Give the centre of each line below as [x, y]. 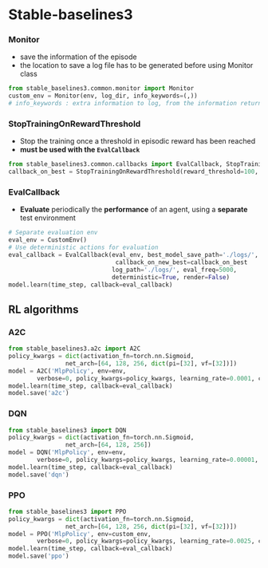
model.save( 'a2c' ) [39, 393]
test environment [47, 218]
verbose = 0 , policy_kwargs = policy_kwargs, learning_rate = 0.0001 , [146, 378]
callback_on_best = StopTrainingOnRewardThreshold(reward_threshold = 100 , [134, 172]
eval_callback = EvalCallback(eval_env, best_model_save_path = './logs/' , [134, 255]
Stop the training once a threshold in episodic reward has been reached [138, 141]
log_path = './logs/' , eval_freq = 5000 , [174, 270]
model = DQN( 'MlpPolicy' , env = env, [67, 452]
